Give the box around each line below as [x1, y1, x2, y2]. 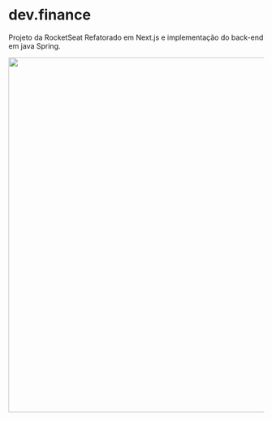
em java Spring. [8, 41, 61, 50]
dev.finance [8, 6, 92, 24]
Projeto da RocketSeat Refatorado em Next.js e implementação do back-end [8, 32, 264, 42]
